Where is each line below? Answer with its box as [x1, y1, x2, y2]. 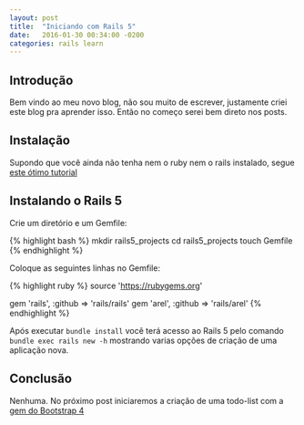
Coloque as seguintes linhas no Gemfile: [9, 262, 161, 274]
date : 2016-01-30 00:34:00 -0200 [9, 30, 145, 39]
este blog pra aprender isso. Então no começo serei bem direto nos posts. [9, 107, 288, 118]
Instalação [9, 133, 71, 149]
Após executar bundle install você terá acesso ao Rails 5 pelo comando [9, 325, 284, 336]
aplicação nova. [9, 344, 69, 356]
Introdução [9, 72, 74, 88]
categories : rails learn [9, 38, 104, 48]
